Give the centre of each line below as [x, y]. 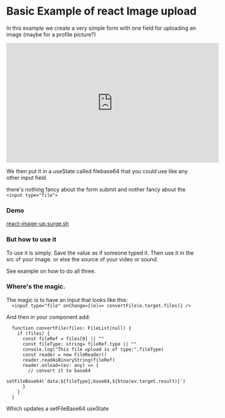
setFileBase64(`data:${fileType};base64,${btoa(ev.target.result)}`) [96, 381]
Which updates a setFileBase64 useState [58, 408]
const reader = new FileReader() [65, 355]
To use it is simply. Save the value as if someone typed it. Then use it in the [100, 253]
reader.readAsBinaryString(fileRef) [69, 360]
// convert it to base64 [59, 371]
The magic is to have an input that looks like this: [67, 300]
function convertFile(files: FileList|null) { [72, 328]
